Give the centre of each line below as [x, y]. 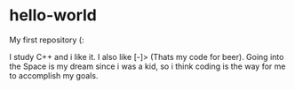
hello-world [53, 15]
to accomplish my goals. [54, 75]
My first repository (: [47, 40]
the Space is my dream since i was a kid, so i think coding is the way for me [147, 66]
